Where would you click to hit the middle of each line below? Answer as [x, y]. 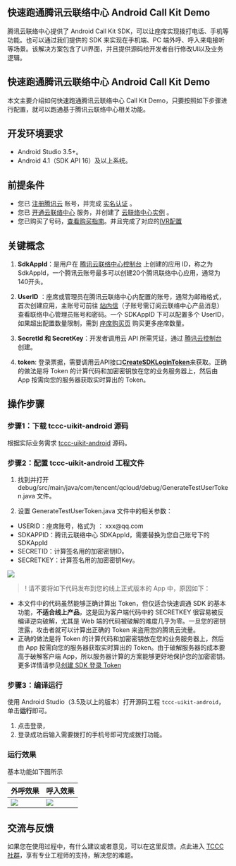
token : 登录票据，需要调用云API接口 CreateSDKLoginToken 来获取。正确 [122, 362]
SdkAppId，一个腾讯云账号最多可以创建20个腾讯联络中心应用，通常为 [119, 273]
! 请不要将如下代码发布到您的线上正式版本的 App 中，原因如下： [117, 588]
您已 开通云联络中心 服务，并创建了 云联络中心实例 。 [95, 212]
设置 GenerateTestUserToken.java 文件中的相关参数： [95, 511]
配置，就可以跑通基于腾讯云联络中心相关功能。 [81, 109]
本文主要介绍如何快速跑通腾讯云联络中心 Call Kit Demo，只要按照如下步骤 [114, 100]
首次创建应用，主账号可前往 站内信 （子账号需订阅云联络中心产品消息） [120, 305]
